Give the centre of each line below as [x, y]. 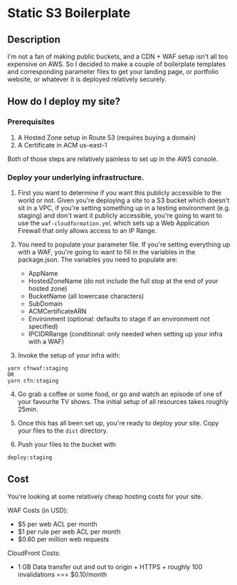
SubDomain [45, 304]
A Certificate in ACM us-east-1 [63, 145]
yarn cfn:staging [33, 380]
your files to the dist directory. [63, 430]
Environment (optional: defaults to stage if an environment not [119, 319]
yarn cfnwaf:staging [38, 368]
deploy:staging [30, 457]
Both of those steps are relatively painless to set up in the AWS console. [113, 159]
